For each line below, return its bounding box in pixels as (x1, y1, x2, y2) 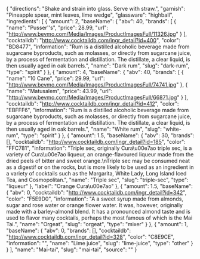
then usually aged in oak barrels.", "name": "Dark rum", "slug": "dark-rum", (6, 62, 190, 69)
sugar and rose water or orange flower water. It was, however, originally (6, 202, 183, 208)
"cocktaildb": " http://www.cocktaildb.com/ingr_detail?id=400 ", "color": (6, 37, 181, 44)
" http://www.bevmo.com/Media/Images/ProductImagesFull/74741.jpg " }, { (6, 81, 188, 88)
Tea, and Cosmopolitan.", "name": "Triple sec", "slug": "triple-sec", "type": (6, 176, 189, 183)
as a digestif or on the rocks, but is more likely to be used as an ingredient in (6, 164, 194, 171)
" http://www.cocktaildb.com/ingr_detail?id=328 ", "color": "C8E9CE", (6, 233, 175, 240)
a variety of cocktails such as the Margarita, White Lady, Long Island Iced (6, 170, 187, 177)
